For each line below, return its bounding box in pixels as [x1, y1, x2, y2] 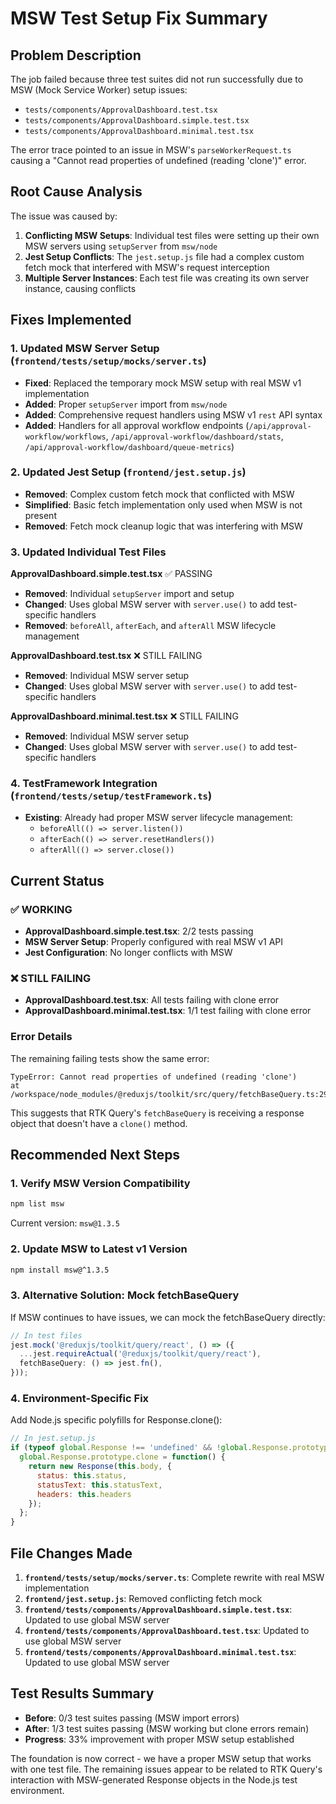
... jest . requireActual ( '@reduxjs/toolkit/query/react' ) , [19, 1349, 262, 1359]
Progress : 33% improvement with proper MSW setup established [24, 1733, 295, 1745]
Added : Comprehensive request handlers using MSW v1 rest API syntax [24, 408, 323, 421]
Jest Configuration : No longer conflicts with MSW [24, 947, 233, 959]
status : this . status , [36, 1470, 128, 1481]
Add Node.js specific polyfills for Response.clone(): [10, 1414, 223, 1426]
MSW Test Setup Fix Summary [10, 7, 268, 30]
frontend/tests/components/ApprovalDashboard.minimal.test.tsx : [24, 1645, 297, 1657]
